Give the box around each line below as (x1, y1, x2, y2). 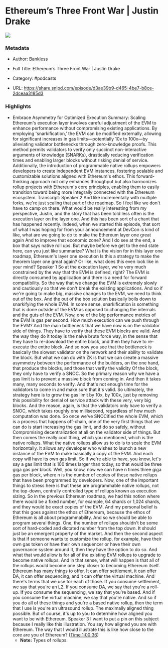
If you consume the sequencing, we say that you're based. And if (20, 589, 155, 595)
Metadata (5, 44, 29, 51)
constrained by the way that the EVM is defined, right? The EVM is (12, 269, 149, 275)
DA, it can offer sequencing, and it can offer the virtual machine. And (12, 573, 154, 579)
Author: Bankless (12, 56, 48, 62)
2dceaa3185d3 (12, 90, 44, 96)
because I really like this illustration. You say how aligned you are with (12, 621, 157, 627)
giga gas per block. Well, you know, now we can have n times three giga (12, 466, 162, 472)
